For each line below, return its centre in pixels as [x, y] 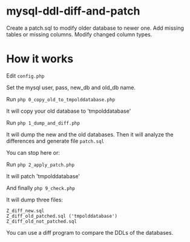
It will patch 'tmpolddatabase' [43, 176]
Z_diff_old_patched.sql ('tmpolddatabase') [62, 216]
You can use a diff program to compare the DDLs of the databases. [90, 232]
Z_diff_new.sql [25, 210]
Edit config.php [25, 76]
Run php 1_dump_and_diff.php [43, 123]
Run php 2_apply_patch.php [40, 164]
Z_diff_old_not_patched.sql [42, 221]
